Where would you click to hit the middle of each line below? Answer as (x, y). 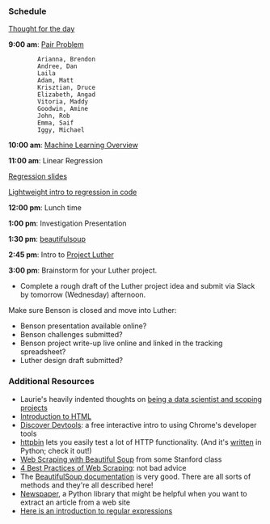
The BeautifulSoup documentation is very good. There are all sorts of (135, 476)
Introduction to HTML (56, 416)
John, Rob (54, 116)
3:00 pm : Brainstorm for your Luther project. (83, 270)
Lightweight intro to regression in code (73, 192)
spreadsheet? (43, 352)
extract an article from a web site (75, 502)
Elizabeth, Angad (66, 95)
